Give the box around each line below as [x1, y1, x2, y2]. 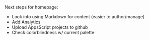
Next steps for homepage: [4, 4, 58, 10]
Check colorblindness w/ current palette [11, 30, 95, 35]
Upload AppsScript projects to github [11, 24, 88, 30]
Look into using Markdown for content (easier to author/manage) [11, 14, 145, 19]
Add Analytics [11, 19, 41, 25]
